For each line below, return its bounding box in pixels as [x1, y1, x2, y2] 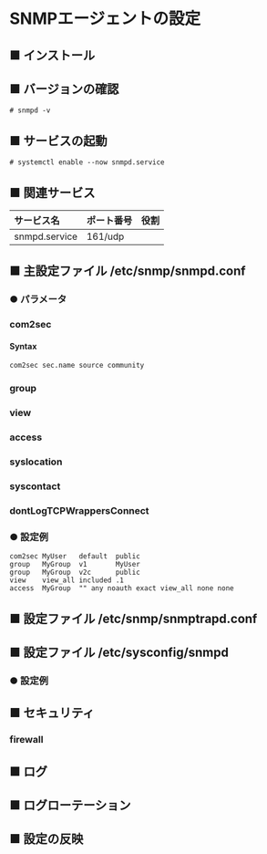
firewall [9, 734, 44, 746]
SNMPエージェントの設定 [9, 8, 201, 29]
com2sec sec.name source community [9, 361, 145, 370]
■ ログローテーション [9, 797, 131, 813]
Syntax [9, 340, 37, 351]
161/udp [86, 230, 125, 243]
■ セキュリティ [9, 705, 95, 721]
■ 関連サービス [9, 184, 96, 201]
